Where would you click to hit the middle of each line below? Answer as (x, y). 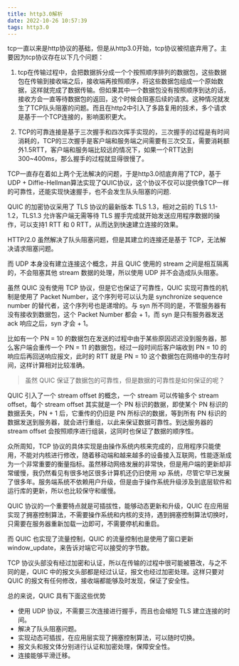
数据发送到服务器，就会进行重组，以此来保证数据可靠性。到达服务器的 (110, 422)
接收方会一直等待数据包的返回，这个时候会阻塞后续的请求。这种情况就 (121, 99)
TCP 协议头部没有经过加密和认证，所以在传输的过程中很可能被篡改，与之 (114, 563)
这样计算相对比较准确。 (54, 365)
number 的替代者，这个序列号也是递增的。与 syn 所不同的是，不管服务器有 (117, 306)
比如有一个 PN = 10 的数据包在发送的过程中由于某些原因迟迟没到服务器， (114, 338)
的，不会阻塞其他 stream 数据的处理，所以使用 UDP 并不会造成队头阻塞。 (115, 273)
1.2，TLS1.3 (25, 216)
